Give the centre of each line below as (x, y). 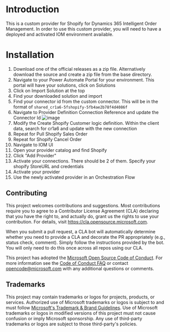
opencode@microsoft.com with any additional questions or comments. (80, 268)
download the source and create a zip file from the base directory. (82, 74)
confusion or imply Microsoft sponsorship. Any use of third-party (74, 318)
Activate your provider (37, 172)
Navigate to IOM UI (33, 145)
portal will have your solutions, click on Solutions (64, 85)
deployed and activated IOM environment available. (60, 34)
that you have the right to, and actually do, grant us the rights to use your (82, 216)
